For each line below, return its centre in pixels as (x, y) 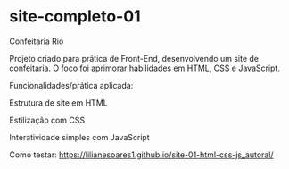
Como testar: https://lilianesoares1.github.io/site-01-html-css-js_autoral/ (141, 155)
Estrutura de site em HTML (59, 102)
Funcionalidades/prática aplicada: (71, 85)
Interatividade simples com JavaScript (79, 137)
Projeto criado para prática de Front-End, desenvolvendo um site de (134, 58)
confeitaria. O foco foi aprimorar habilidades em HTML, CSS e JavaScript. (145, 68)
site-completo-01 (75, 17)
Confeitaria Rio (37, 41)
